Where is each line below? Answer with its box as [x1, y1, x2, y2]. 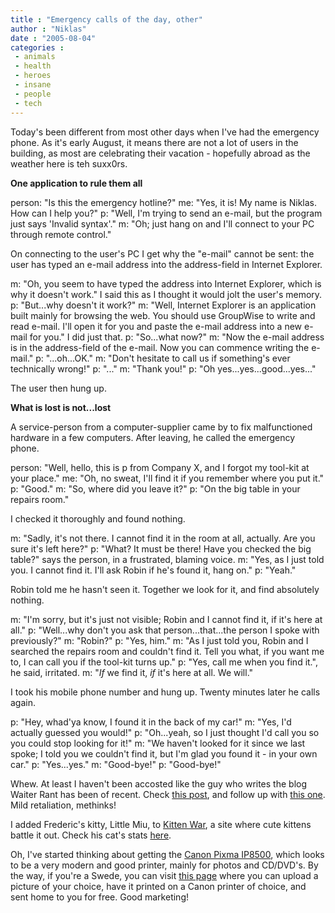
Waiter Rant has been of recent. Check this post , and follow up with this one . [10, 788, 326, 800]
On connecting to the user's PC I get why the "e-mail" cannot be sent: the [10, 247, 315, 260]
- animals [14, 52, 56, 62]
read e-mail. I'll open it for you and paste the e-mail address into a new [10, 320, 303, 332]
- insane [14, 80, 52, 90]
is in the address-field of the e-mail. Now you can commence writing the [10, 341, 310, 353]
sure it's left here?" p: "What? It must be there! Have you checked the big [10, 542, 312, 555]
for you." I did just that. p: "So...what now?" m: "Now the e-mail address [29, 331, 325, 343]
